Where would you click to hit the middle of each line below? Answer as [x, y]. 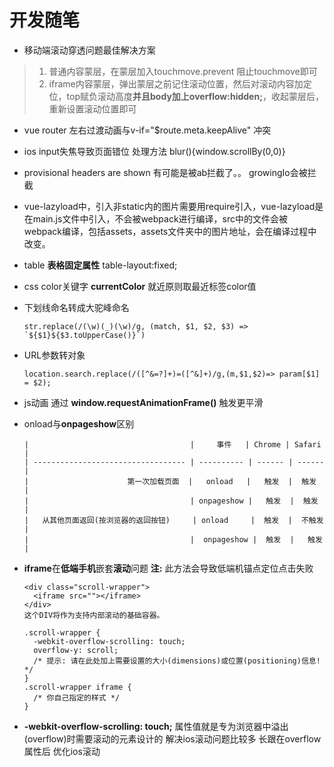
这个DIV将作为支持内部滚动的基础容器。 [94, 615]
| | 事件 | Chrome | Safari [172, 444]
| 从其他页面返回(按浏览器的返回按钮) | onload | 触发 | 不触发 [173, 520]
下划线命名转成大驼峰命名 [76, 307]
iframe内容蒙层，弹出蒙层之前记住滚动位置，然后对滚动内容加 [176, 83]
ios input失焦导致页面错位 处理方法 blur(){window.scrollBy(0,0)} [154, 151]
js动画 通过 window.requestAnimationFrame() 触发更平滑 [143, 402]
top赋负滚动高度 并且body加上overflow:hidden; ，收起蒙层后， [195, 96]
